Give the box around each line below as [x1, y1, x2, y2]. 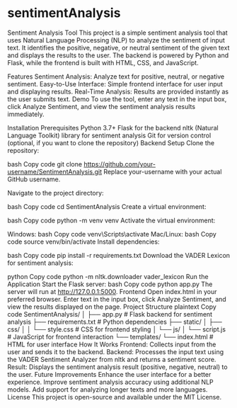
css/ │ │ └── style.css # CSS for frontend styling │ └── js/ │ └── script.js [7, 324, 226, 334]
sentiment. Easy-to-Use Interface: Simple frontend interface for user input [7, 79, 223, 88]
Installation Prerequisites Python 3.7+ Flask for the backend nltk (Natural [7, 123, 219, 132]
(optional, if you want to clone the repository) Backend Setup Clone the [7, 138, 214, 147]
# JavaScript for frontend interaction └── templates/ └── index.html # [7, 332, 214, 341]
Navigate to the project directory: [7, 188, 104, 197]
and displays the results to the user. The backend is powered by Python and [7, 51, 229, 59]
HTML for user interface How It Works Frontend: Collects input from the [7, 340, 216, 348]
